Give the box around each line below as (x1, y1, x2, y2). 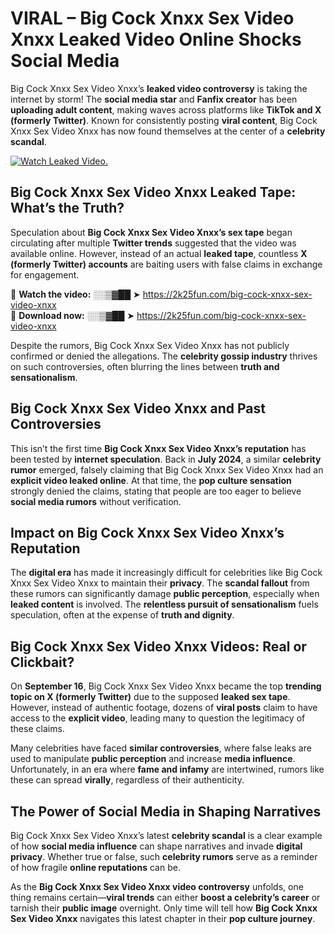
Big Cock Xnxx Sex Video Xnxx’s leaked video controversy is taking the (10, 82, 308, 94)
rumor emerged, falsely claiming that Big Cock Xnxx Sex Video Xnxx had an (10, 463, 324, 476)
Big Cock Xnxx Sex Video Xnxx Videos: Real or (10, 638, 307, 655)
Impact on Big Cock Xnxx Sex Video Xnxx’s (10, 524, 285, 541)
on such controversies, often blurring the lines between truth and (10, 360, 280, 372)
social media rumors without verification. (10, 495, 182, 507)
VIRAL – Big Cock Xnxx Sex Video (10, 7, 295, 30)
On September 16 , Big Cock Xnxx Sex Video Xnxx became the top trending (10, 680, 322, 692)
